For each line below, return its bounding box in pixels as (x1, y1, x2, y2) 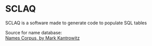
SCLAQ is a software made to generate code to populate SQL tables (5, 20, 147, 26)
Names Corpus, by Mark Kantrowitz (5, 35, 80, 41)
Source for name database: (5, 29, 62, 35)
